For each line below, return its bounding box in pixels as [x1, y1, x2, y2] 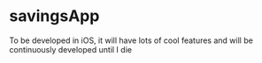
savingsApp [9, 6, 100, 26]
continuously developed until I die [9, 44, 133, 54]
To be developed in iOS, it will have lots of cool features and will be [9, 35, 254, 45]
